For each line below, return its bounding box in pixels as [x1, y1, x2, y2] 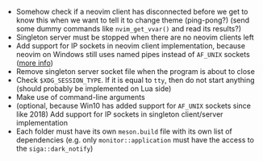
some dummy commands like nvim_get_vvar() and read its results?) [15, 24, 242, 33]
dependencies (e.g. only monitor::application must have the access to [15, 135, 254, 144]
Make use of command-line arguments [15, 93, 145, 101]
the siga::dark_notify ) [15, 144, 94, 153]
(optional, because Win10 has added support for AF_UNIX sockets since [15, 101, 252, 110]
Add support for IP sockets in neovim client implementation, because [15, 41, 246, 51]
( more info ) [15, 58, 54, 68]
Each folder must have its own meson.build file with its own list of [15, 126, 232, 136]
